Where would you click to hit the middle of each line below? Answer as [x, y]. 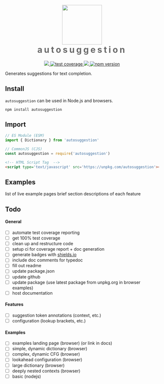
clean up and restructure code [42, 244]
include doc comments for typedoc [47, 260]
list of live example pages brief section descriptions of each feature [73, 194]
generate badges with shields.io [44, 255]
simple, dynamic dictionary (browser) [50, 349]
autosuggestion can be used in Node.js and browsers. [59, 101]
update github [26, 277]
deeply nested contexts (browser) [46, 371]
